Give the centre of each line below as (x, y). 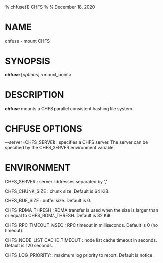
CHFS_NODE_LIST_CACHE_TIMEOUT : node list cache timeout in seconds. (81, 240)
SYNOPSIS (28, 61)
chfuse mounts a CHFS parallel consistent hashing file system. (69, 108)
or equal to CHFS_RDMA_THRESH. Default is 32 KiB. (59, 215)
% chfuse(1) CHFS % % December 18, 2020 (50, 7)
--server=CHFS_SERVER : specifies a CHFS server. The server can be (77, 142)
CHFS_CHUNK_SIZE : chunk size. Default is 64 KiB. (57, 191)
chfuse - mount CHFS (27, 41)
